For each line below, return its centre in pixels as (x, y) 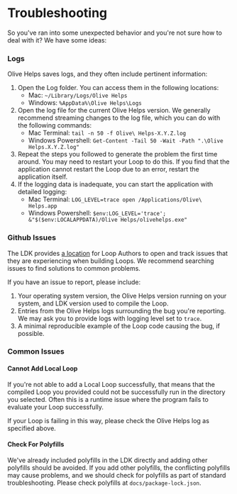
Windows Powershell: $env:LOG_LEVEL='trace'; (97, 213)
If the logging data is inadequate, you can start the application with (115, 184)
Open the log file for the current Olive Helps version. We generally (114, 111)
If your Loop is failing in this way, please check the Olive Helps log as (108, 420)
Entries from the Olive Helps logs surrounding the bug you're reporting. (122, 310)
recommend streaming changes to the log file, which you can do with (119, 118)
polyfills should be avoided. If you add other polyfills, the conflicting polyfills (119, 467)
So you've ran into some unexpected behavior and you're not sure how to (115, 33)
